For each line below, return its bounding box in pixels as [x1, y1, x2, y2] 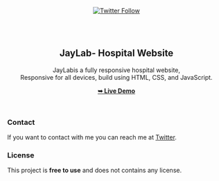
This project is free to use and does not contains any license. [7, 166, 182, 175]
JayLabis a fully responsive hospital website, [52, 66, 181, 74]
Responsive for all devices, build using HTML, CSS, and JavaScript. [20, 73, 213, 81]
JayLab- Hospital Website [59, 47, 174, 59]
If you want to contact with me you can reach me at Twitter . [7, 133, 177, 141]
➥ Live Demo [97, 87, 136, 95]
